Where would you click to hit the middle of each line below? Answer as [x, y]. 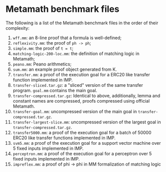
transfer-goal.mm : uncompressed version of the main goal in [75, 111]
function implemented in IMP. [43, 80]
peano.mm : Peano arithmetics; [42, 64]
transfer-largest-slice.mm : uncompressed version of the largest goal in [87, 122]
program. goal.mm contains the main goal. [55, 90]
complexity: [18, 28]
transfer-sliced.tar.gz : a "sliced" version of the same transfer [78, 85]
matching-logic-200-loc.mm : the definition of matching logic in [76, 54]
